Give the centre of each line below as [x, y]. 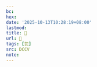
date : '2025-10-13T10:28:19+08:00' [49, 22]
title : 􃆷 [17, 33]
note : [12, 55]
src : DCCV [18, 50]
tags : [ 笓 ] [19, 44]
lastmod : [17, 28]
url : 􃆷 [14, 38]
